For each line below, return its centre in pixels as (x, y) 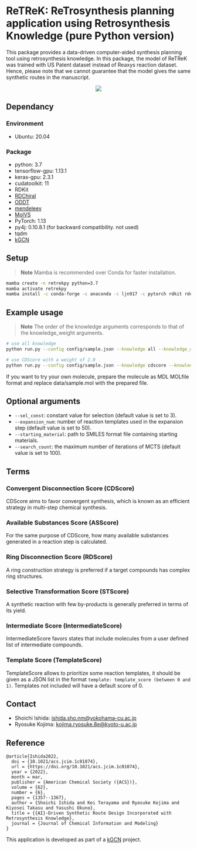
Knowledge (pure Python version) (90, 36)
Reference (26, 743)
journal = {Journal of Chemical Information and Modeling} (85, 824)
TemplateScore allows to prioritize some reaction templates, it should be (93, 673)
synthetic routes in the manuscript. (48, 77)
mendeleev (28, 208)
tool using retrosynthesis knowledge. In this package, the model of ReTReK (97, 58)
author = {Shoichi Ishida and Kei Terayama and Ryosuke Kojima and (96, 803)
